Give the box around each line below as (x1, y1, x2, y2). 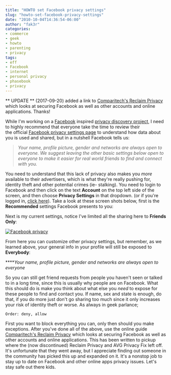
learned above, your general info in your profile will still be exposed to (5, 244, 152, 250)
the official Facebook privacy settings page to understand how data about (5, 129, 161, 135)
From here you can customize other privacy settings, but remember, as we (5, 238, 162, 244)
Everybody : (5, 249, 31, 255)
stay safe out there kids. (5, 364, 56, 370)
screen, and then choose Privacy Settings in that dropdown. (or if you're (5, 192, 159, 198)
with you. (17, 160, 37, 167)
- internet (5, 69, 29, 75)
